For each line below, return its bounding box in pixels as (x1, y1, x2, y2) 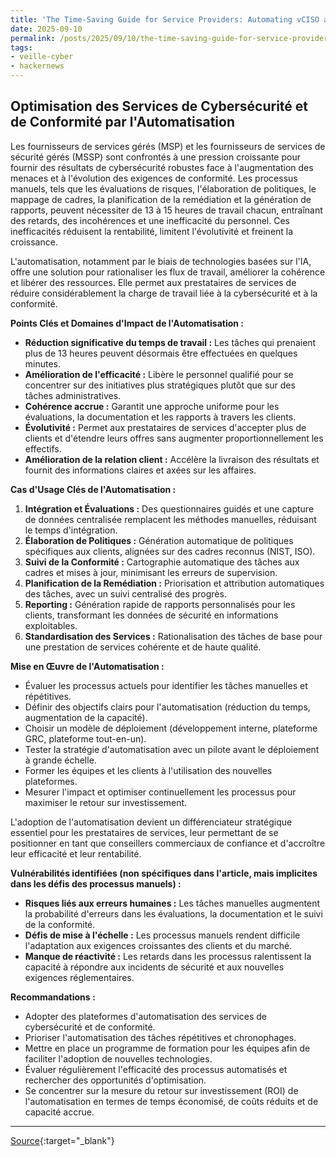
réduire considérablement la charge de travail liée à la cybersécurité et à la (10, 287, 318, 299)
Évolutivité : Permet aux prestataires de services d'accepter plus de (24, 421, 307, 433)
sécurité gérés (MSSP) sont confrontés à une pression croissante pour (10, 151, 301, 163)
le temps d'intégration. (24, 524, 118, 536)
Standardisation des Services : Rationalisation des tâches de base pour (24, 630, 323, 642)
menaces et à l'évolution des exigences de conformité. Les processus (10, 172, 298, 184)
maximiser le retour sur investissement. (24, 796, 188, 808)
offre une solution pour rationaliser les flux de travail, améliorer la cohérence (10, 266, 326, 278)
